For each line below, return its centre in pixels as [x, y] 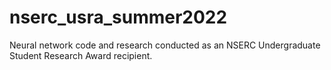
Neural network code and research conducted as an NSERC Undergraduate [165, 45]
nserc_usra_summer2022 [118, 17]
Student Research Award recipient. [81, 55]
